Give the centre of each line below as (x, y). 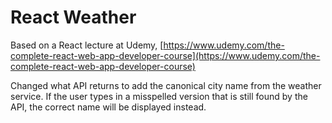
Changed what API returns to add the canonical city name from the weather (166, 85)
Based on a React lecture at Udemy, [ (87, 45)
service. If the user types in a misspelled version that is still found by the (159, 96)
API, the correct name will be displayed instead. (108, 107)
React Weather (73, 17)
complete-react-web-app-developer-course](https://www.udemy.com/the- (165, 55)
